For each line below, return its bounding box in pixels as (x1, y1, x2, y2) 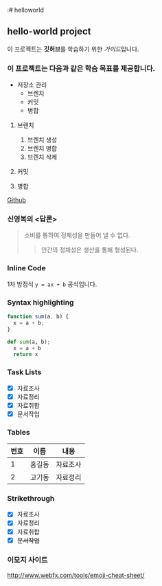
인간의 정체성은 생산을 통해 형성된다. (40, 246, 139, 254)
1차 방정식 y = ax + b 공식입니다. (7, 280, 97, 288)
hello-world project (7, 25, 91, 37)
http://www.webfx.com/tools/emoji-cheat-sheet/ (7, 571, 145, 579)
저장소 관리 (16, 80, 47, 89)
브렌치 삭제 (27, 153, 57, 161)
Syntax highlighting (7, 297, 74, 307)
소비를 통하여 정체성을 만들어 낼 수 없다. (23, 231, 130, 239)
